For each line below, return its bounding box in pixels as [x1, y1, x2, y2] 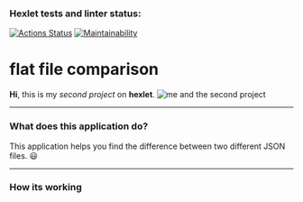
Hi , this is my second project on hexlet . [9, 89, 155, 100]
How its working [9, 181, 83, 194]
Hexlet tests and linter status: [9, 7, 142, 20]
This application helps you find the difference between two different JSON [9, 141, 286, 151]
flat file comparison [9, 60, 160, 79]
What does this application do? [9, 120, 149, 133]
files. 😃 [9, 150, 39, 161]
